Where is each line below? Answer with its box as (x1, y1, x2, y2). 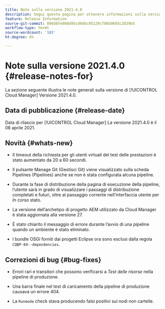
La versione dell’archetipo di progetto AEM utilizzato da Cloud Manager (12, 207, 157, 213)
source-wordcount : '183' (5, 30, 56, 35)
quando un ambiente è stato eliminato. (12, 227, 90, 233)
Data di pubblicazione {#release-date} (5, 106, 125, 115)
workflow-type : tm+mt (5, 26, 50, 31)
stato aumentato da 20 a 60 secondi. (12, 157, 87, 163)
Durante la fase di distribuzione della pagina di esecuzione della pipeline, (12, 182, 160, 187)
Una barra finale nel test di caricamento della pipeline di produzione (12, 283, 150, 289)
